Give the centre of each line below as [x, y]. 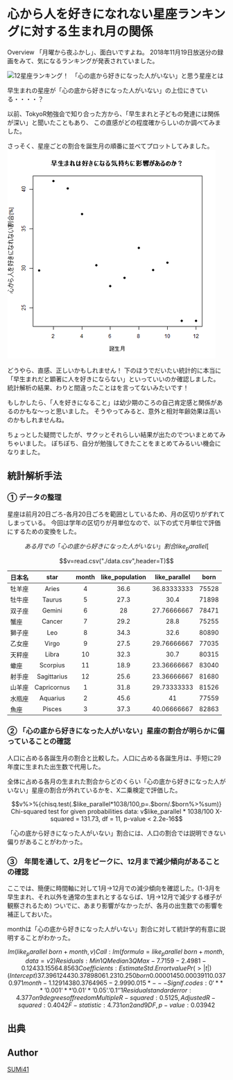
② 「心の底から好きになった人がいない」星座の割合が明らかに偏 [116, 731]
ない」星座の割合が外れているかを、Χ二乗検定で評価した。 [97, 790]
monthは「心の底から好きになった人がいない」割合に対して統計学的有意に [113, 929]
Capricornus [52, 687]
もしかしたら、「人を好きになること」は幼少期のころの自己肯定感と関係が [112, 402]
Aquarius [52, 698]
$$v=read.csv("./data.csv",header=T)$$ [116, 561]
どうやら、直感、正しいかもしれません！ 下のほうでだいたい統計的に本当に [114, 370]
